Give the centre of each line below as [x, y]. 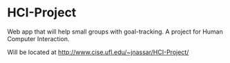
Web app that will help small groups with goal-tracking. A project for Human [115, 32]
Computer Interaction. [38, 38]
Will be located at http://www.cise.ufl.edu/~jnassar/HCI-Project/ [98, 52]
